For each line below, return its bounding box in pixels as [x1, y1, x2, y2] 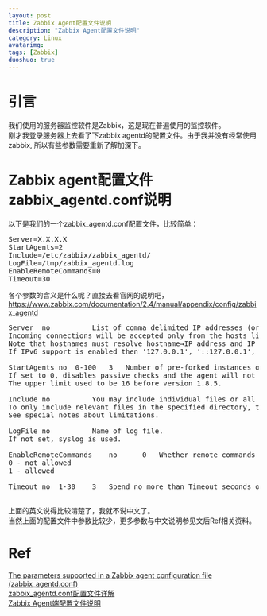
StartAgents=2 [8, 242, 64, 251]
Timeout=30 [8, 274, 51, 283]
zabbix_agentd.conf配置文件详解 [8, 588, 115, 598]
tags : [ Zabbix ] [8, 48, 59, 56]
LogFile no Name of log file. [8, 426, 164, 436]
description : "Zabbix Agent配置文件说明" [8, 26, 141, 34]
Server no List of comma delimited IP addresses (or [8, 323, 260, 332]
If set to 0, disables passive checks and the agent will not [8, 370, 256, 380]
